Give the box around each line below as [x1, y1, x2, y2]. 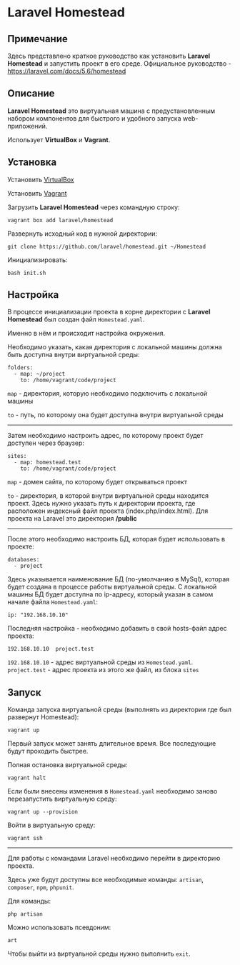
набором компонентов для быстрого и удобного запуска [7, 114, 181, 122]
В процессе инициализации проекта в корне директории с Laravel [7, 308, 211, 316]
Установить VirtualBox [7, 175, 74, 184]
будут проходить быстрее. [7, 747, 89, 756]
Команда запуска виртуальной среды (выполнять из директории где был [7, 705, 232, 714]
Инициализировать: [7, 255, 68, 264]
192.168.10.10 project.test [7, 646, 94, 653]
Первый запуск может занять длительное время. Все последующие [7, 739, 216, 748]
